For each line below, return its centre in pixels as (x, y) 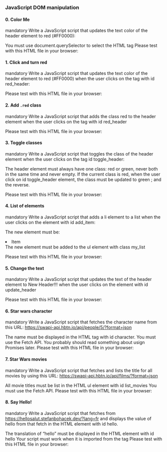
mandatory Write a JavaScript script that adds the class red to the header (81, 116)
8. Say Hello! (18, 402)
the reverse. (17, 184)
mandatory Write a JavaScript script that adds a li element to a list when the (83, 217)
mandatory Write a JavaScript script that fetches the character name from (81, 322)
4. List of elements (25, 206)
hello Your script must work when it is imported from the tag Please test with (84, 438)
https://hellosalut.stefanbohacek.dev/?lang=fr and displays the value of (79, 418)
